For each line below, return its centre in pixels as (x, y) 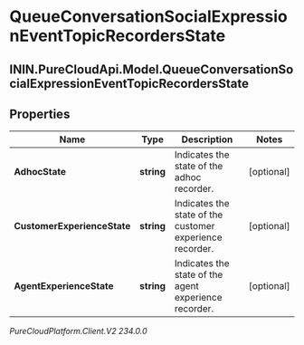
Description (207, 139)
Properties (40, 114)
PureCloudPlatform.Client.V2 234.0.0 (78, 331)
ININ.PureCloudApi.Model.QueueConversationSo (152, 69)
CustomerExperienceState (72, 226)
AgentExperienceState (64, 286)
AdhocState (40, 172)
